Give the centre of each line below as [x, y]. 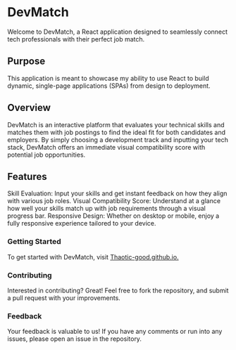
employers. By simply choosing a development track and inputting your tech [118, 140]
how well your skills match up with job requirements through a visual [106, 209]
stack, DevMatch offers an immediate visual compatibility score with [106, 147]
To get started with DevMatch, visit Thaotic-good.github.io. [93, 257]
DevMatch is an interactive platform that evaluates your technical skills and [116, 124]
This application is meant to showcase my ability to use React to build [108, 78]
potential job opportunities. [46, 155]
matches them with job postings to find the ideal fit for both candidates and [117, 132]
